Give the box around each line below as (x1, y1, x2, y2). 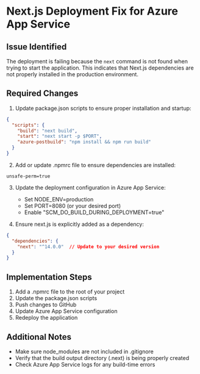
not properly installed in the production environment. (6, 71, 139, 77)
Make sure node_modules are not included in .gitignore (15, 348, 154, 355)
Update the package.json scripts (15, 295, 98, 302)
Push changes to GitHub (15, 301, 77, 309)
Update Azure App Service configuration (15, 307, 118, 315)
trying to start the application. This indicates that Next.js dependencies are (6, 64, 194, 71)
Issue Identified (6, 41, 67, 52)
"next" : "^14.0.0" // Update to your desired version (17, 243, 160, 250)
